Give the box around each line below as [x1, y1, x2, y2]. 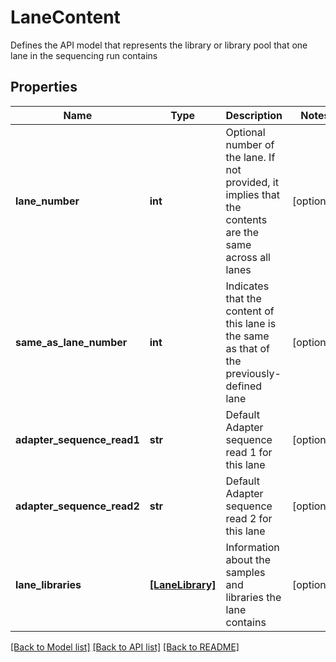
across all [225, 250, 271, 264]
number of [225, 137, 275, 151]
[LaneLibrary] [149, 577, 217, 591]
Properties [10, 79, 78, 96]
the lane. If [225, 150, 276, 164]
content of [225, 304, 275, 318]
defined [225, 379, 263, 393]
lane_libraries [15, 577, 82, 591]
